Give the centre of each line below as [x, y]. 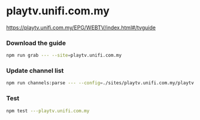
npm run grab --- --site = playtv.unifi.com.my [64, 56]
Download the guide [36, 43]
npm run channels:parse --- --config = [54, 83]
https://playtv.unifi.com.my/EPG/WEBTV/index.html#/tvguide [81, 27]
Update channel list [35, 71]
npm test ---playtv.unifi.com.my [48, 111]
